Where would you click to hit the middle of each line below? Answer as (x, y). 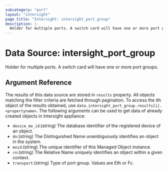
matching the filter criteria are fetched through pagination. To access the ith (83, 100)
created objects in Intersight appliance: (45, 116)
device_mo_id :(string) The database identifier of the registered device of (86, 125)
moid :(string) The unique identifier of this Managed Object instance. (82, 147)
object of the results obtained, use (40, 105)
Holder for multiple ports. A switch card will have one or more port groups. (82, 67)
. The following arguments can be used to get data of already (99, 110)
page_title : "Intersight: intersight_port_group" (58, 19)
